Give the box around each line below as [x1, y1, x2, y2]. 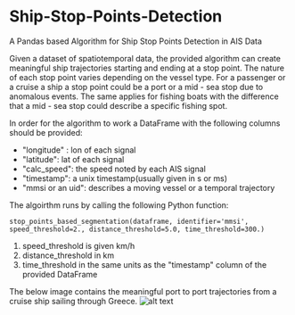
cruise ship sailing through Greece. [9, 295, 138, 306]
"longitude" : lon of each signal [21, 145, 136, 155]
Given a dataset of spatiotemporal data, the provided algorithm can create [9, 53, 281, 63]
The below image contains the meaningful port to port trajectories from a [9, 286, 277, 296]
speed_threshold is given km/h [21, 240, 135, 251]
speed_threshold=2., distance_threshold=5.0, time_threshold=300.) [9, 225, 266, 234]
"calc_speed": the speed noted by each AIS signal [21, 163, 207, 174]
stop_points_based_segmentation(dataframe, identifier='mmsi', [9, 217, 250, 226]
